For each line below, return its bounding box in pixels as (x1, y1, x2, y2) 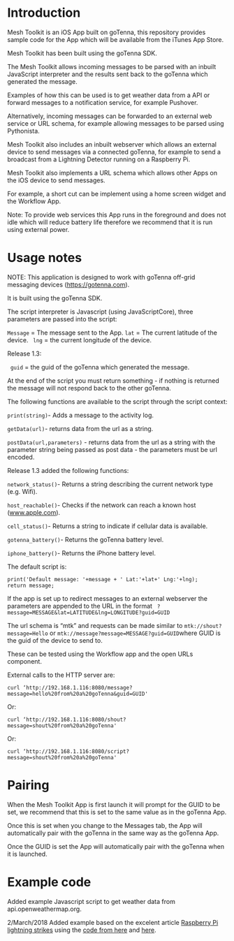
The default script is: (7, 562, 67, 571)
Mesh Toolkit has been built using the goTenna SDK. (7, 49, 157, 57)
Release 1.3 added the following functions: (7, 466, 129, 474)
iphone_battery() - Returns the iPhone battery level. (7, 548, 156, 557)
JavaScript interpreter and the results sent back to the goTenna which (7, 70, 208, 78)
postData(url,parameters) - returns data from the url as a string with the (7, 438, 216, 446)
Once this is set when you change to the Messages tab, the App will (7, 821, 203, 829)
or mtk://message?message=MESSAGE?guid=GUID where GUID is (50, 629, 221, 637)
